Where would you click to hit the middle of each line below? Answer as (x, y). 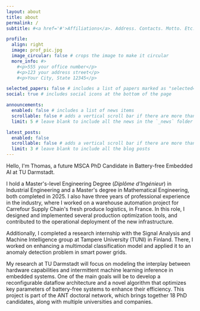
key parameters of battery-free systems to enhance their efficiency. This (95, 289)
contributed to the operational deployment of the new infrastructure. (90, 222)
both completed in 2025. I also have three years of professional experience (98, 196)
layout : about (24, 12)
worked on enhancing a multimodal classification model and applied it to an (99, 246)
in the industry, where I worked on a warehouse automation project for (93, 203)
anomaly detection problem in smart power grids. (66, 252)
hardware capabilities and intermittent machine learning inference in (90, 270)
